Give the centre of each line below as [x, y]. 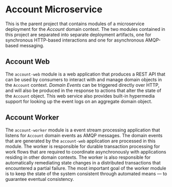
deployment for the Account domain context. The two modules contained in [85, 29]
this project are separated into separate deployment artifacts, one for [78, 34]
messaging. [32, 45]
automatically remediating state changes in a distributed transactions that [83, 162]
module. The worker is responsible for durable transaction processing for [83, 146]
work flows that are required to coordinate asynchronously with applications [86, 152]
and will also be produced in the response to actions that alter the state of [83, 90]
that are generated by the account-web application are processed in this [80, 141]
